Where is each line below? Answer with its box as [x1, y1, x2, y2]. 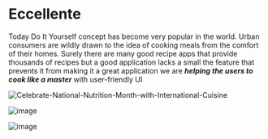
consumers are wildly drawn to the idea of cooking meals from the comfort [8, 40, 259, 49]
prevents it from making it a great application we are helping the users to [8, 65, 253, 75]
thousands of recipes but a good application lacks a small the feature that [8, 57, 255, 67]
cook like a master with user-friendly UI [8, 74, 143, 84]
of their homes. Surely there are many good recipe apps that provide [8, 48, 238, 58]
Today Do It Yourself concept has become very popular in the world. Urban [8, 32, 260, 41]
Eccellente [8, 5, 81, 23]
